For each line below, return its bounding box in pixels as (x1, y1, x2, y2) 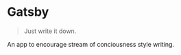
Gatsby (7, 4, 49, 20)
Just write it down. (23, 27, 77, 35)
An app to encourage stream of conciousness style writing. (7, 40, 175, 48)
